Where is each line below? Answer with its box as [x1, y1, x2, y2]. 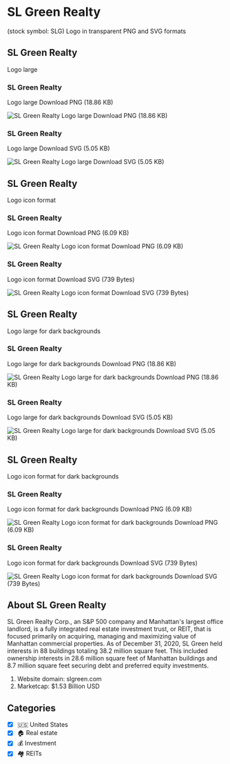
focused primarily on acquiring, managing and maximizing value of [7, 632, 196, 641]
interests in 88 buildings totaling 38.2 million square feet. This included [7, 647, 208, 655]
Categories [7, 702, 56, 714]
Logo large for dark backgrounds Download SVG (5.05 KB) [7, 413, 174, 421]
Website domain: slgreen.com [17, 675, 102, 683]
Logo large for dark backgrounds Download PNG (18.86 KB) [7, 359, 177, 368]
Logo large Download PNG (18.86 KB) [7, 98, 114, 107]
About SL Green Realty [7, 599, 107, 611]
